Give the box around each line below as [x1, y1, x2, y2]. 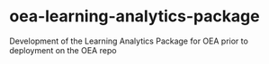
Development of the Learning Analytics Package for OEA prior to [9, 36, 249, 46]
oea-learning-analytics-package [9, 6, 260, 27]
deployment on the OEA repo [9, 44, 117, 55]
